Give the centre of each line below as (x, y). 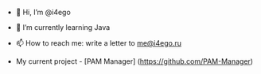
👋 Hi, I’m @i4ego (43, 12)
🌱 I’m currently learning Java (63, 27)
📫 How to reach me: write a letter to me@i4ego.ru (98, 43)
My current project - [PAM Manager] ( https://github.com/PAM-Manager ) (134, 61)
